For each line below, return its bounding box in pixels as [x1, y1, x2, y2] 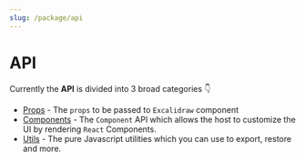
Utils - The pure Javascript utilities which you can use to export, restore [22, 133, 292, 144]
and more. [22, 143, 62, 154]
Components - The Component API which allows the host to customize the [22, 114, 296, 125]
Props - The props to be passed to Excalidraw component [22, 104, 239, 115]
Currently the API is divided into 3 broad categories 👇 [9, 83, 211, 94]
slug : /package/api [9, 13, 84, 23]
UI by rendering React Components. [22, 124, 157, 135]
